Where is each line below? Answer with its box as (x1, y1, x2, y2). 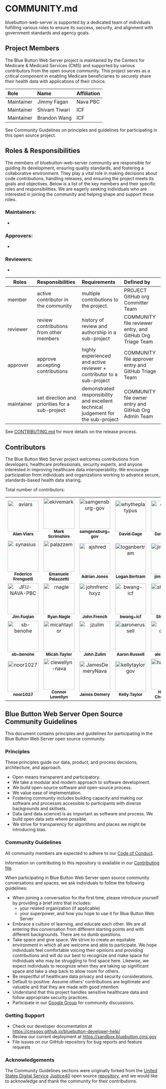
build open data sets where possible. (12, 816, 87, 822)
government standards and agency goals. (5, 30, 90, 36)
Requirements (81, 279, 116, 285)
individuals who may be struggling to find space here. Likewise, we (12, 958, 149, 964)
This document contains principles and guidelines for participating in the (5, 730, 153, 736)
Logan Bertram (115, 574, 146, 579)
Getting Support (5, 1012, 45, 1019)
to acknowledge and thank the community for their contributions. (5, 1078, 137, 1084)
